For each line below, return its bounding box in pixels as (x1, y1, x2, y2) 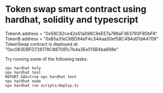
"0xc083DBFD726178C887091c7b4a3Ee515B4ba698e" (5, 46, 119, 52)
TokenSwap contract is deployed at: (5, 41, 79, 47)
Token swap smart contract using (5, 3, 147, 15)
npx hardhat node (5, 79, 41, 84)
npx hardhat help (5, 66, 41, 71)
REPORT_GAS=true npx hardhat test (5, 74, 77, 79)
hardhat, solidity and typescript (5, 14, 138, 25)
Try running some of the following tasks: (5, 56, 88, 62)
